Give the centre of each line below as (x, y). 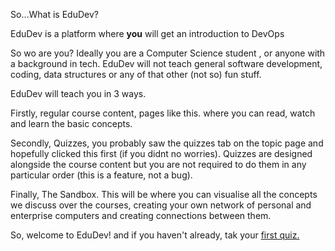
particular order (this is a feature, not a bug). (101, 175)
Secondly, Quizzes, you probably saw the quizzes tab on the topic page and (167, 143)
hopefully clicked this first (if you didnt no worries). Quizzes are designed (161, 153)
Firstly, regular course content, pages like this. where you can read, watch (163, 113)
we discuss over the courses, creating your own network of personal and (161, 205)
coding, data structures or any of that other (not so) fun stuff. (136, 74)
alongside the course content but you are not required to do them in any (158, 164)
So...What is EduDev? (54, 14)
